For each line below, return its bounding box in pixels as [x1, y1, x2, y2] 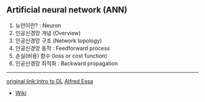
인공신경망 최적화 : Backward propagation [15, 59, 118, 67]
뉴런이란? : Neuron [15, 21, 62, 29]
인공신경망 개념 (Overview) [15, 29, 81, 36]
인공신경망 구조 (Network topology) [15, 36, 103, 44]
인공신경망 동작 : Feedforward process [15, 44, 110, 52]
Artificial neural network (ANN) [6, 5, 128, 15]
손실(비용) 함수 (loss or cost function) [15, 52, 108, 59]
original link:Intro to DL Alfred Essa [6, 77, 93, 84]
